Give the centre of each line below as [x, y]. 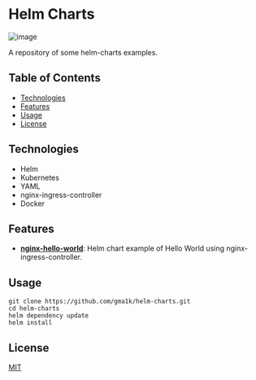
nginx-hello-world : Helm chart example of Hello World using [122, 248]
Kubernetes [39, 177]
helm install [30, 323]
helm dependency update [49, 316]
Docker [33, 203]
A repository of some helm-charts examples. [83, 52]
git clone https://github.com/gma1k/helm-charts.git [100, 302]
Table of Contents [55, 78]
